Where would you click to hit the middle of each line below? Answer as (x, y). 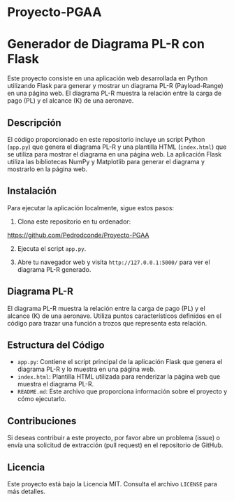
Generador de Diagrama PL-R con (106, 44)
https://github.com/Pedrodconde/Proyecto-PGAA (78, 235)
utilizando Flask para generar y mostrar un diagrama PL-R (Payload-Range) (115, 86)
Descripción (34, 123)
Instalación (32, 191)
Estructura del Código (56, 345)
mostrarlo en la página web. (47, 169)
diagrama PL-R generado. (54, 269)
